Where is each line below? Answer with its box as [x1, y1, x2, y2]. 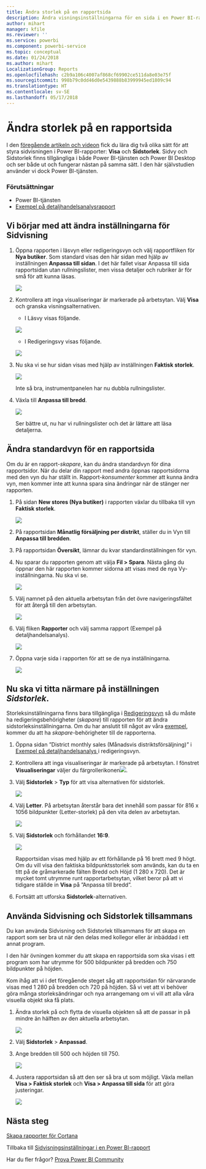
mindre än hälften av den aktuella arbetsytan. [15, 1015, 130, 1022]
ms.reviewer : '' [6, 32, 48, 38]
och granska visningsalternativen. [15, 302, 101, 310]
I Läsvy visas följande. [24, 314, 81, 322]
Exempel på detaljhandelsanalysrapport [15, 203, 115, 210]
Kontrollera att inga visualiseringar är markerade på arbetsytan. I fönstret [15, 760, 199, 767]
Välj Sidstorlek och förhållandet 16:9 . [15, 832, 110, 839]
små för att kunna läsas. [15, 272, 76, 280]
